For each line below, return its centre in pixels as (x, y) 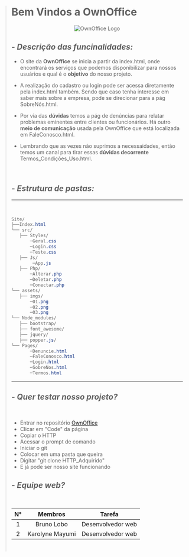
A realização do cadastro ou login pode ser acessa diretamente (97, 85)
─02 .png (39, 307)
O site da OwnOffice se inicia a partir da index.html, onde (90, 61)
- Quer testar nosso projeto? (64, 397)
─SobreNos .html (48, 368)
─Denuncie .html (48, 351)
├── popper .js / (38, 340)
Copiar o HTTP (38, 435)
